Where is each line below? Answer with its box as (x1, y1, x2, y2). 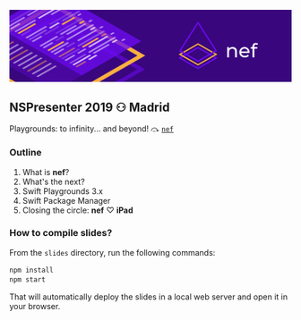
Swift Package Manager (21, 195, 111, 206)
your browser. (9, 300, 61, 311)
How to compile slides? (9, 227, 113, 240)
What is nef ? (21, 166, 70, 177)
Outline (9, 147, 42, 159)
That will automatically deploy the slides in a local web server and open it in (9, 291, 288, 302)
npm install (9, 265, 54, 274)
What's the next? (21, 176, 85, 187)
